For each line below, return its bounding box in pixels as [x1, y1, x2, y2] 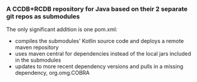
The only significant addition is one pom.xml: [6, 26, 117, 33]
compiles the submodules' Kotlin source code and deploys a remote [14, 38, 184, 45]
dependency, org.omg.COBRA [14, 69, 90, 77]
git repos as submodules [6, 12, 80, 20]
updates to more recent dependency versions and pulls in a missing [14, 63, 184, 70]
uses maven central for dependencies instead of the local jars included [14, 50, 192, 57]
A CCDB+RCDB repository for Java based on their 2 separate [6, 5, 188, 13]
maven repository [14, 44, 59, 51]
